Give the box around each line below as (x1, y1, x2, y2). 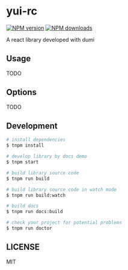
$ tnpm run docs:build (6, 209, 63, 215)
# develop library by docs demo (6, 153, 87, 160)
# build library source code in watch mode (6, 186, 117, 193)
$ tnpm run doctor (6, 225, 52, 231)
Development (6, 120, 58, 131)
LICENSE (6, 242, 40, 252)
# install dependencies (6, 137, 66, 143)
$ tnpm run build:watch (6, 192, 66, 198)
